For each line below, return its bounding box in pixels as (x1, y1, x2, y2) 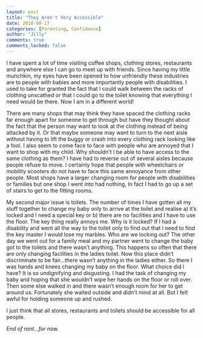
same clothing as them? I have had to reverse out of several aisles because (6, 154, 193, 162)
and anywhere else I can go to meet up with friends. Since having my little (6, 65, 190, 73)
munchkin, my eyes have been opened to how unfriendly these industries (6, 72, 189, 79)
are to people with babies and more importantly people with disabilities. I (6, 78, 187, 85)
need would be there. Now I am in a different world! (6, 98, 134, 105)
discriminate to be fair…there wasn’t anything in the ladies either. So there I (6, 256, 193, 263)
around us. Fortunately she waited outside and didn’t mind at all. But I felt (6, 288, 188, 296)
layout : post (6, 8, 39, 15)
